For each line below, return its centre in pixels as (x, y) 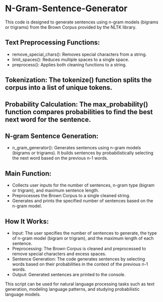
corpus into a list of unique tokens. (59, 88)
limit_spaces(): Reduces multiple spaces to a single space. (71, 60)
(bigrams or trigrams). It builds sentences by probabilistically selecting (83, 153)
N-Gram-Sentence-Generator (66, 9)
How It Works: (27, 221)
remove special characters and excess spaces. (59, 254)
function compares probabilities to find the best (79, 112)
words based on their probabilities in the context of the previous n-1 (80, 264)
